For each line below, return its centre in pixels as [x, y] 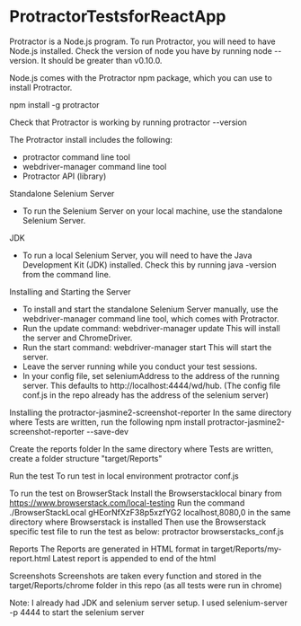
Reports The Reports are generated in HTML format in [109, 549]
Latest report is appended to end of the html [134, 558]
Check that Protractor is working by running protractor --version [128, 122]
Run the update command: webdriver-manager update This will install [151, 328]
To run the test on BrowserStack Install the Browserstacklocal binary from [146, 493]
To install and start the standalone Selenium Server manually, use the [150, 309]
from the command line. [66, 274]
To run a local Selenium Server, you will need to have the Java [137, 255]
